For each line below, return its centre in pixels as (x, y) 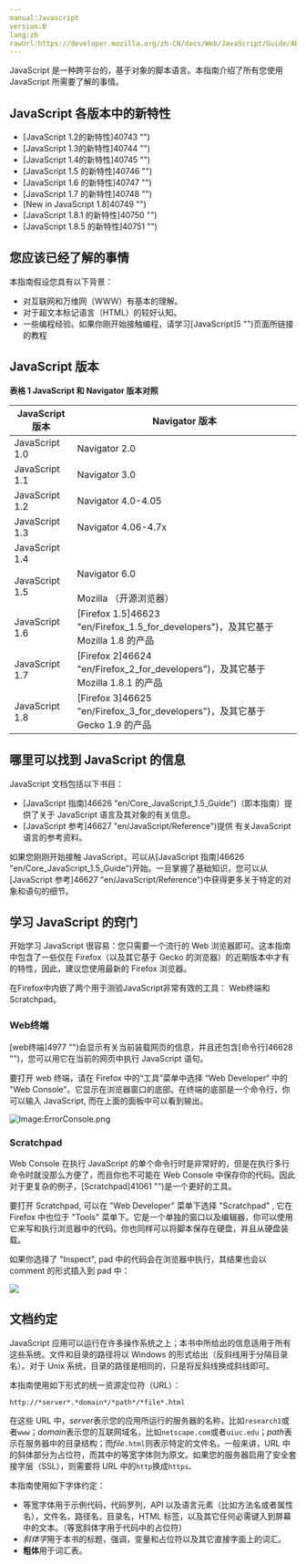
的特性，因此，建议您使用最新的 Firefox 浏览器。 (101, 968)
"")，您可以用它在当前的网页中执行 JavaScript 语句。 (109, 1058)
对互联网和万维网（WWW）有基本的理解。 (102, 301)
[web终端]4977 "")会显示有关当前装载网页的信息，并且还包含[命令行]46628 (151, 1047)
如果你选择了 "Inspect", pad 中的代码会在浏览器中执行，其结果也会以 (138, 1258)
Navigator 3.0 (107, 474)
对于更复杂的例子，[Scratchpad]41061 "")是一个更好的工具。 (123, 1186)
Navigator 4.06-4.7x (122, 527)
